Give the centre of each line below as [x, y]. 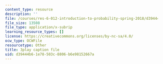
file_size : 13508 [23, 23]
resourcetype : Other [26, 45]
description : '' [21, 14]
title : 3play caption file [32, 50]
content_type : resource [29, 9]
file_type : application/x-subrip [39, 27]
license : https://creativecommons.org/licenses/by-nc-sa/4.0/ [69, 37]
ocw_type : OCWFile [24, 41]
